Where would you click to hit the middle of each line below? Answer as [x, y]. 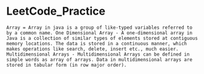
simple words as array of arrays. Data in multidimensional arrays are [99, 59]
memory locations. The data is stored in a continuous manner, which [97, 43]
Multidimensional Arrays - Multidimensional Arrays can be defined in [98, 54]
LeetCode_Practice [56, 11]
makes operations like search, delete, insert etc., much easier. [93, 49]
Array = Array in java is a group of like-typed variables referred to [99, 28]
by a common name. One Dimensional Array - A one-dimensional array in [99, 33]
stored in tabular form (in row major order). [67, 65]
